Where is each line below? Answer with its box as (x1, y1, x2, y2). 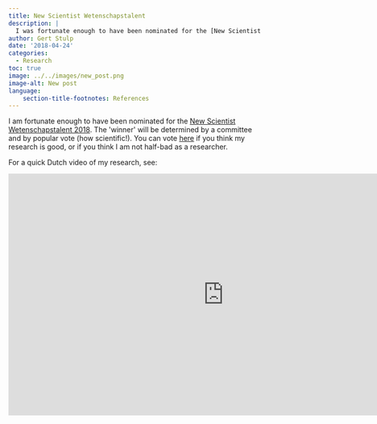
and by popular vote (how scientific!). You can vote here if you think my (8, 134, 246, 143)
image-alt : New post (8, 79, 78, 87)
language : (8, 86, 42, 95)
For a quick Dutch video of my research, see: (8, 158, 158, 168)
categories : (8, 49, 48, 57)
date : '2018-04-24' (8, 42, 74, 50)
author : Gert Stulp (8, 34, 74, 43)
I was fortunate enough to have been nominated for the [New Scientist (15, 27, 262, 35)
